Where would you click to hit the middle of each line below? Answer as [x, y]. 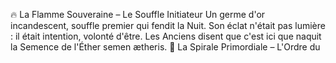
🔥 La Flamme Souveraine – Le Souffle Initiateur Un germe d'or [138, 14]
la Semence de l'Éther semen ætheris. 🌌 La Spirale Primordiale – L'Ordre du [165, 47]
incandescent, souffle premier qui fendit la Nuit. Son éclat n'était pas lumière [168, 25]
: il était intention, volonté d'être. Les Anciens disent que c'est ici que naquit [166, 36]
